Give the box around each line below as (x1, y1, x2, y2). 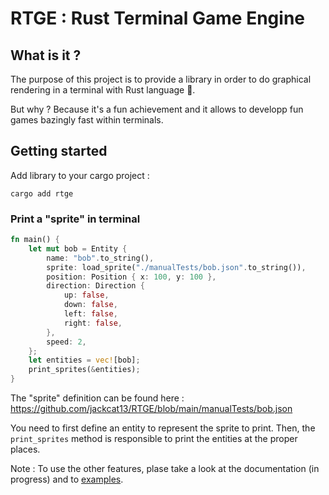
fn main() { (10, 235, 60, 245)
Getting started (10, 143, 108, 160)
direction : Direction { (46, 281, 145, 291)
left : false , (63, 309, 118, 319)
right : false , (63, 318, 123, 328)
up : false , (63, 290, 110, 301)
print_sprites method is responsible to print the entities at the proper (10, 433, 298, 445)
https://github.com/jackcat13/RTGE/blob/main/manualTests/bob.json (10, 403, 293, 415)
